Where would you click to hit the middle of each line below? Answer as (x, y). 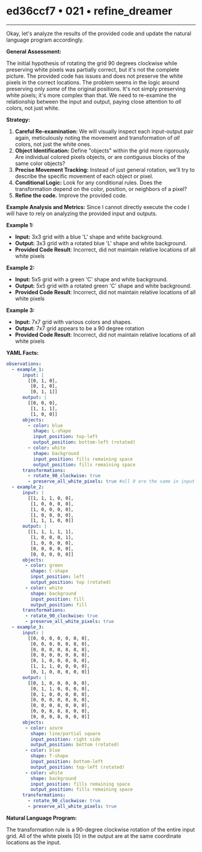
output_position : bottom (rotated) (75, 745)
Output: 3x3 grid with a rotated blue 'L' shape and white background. (101, 243)
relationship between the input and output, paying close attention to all (94, 101)
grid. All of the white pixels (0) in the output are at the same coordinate (94, 836)
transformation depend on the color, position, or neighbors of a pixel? (101, 189)
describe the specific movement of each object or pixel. (84, 176)
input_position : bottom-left (67, 762)
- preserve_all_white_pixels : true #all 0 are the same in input (112, 481)
